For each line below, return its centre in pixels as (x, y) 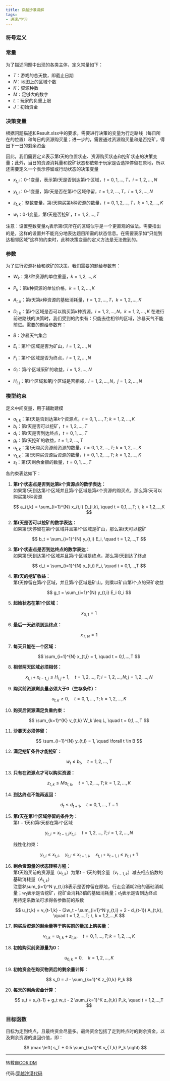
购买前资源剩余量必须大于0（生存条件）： (55, 688)
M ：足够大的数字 (31, 94)
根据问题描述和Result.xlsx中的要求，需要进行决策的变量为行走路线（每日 (81, 133)
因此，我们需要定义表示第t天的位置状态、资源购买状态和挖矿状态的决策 (79, 156)
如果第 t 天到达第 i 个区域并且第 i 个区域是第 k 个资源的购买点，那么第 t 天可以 (88, 491)
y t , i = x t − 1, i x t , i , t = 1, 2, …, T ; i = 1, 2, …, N (89, 833)
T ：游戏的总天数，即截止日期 (43, 75)
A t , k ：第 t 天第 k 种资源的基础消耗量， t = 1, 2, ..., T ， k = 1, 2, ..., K (77, 300)
